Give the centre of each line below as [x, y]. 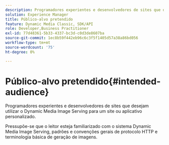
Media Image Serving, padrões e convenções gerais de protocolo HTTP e [81, 132]
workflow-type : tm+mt [28, 43]
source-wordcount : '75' [30, 47]
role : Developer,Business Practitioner [47, 29]
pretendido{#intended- [111, 81]
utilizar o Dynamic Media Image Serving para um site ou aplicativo [74, 111]
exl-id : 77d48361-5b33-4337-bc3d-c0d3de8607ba [55, 33]
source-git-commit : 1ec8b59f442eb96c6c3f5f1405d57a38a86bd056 [72, 38]
